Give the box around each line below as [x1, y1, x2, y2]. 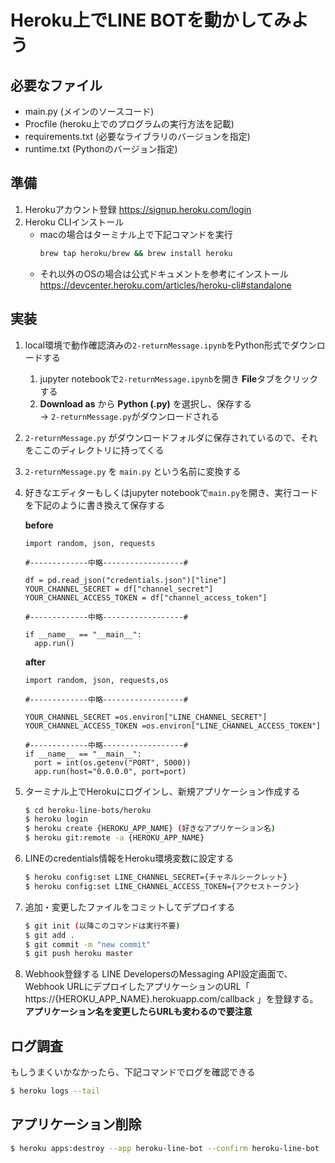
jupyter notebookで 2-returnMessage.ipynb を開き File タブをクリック [39, 372, 319, 385]
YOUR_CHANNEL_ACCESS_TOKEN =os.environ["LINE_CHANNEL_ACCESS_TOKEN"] [24, 721, 322, 731]
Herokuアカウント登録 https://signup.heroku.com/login [24, 203, 252, 215]
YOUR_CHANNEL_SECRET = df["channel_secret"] [24, 584, 214, 594]
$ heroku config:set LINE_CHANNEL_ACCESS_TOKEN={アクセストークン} [24, 881, 300, 891]
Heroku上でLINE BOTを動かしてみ [10, 9, 292, 32]
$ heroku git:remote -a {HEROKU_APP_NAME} [24, 833, 205, 843]
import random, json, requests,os [24, 675, 169, 685]
